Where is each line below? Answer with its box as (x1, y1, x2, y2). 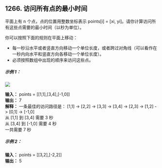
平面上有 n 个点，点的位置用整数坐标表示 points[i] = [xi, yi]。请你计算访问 (5, 18, 152, 24)
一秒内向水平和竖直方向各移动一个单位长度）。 (12, 51, 104, 57)
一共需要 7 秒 (5, 126, 32, 132)
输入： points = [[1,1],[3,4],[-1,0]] (5, 91, 70, 97)
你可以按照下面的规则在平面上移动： (5, 34, 78, 40)
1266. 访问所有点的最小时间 (5, 4, 88, 13)
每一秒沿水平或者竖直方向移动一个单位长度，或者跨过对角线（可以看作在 (12, 45, 157, 51)
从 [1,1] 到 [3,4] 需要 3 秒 (5, 114, 54, 120)
